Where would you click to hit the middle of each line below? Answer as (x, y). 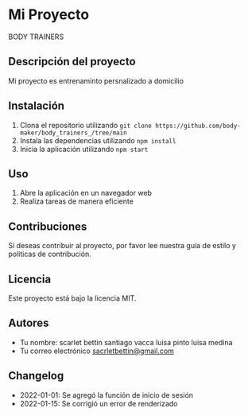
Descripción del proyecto (72, 62)
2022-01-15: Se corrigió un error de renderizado (99, 403)
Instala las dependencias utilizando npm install (98, 140)
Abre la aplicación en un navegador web (86, 193)
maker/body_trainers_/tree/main (73, 133)
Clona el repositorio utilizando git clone (86, 125)
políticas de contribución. (50, 254)
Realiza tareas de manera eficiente (76, 201)
